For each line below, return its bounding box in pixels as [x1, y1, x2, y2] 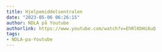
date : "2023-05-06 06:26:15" [6, 14, 80, 20]
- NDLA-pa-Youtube [6, 36, 53, 42]
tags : [6, 31, 20, 37]
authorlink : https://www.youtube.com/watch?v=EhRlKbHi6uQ [6, 25, 156, 32]
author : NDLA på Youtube [6, 20, 69, 26]
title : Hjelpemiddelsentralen [6, 8, 83, 15]
